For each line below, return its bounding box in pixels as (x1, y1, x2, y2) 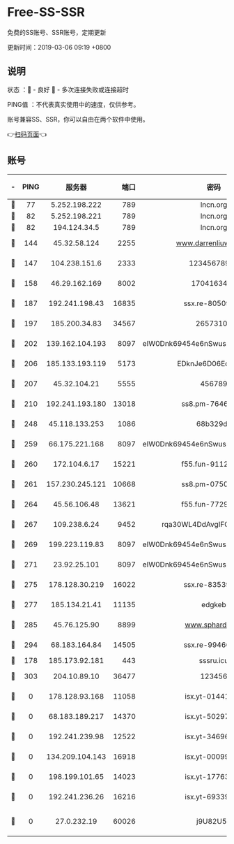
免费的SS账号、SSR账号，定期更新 (7, 28, 107, 36)
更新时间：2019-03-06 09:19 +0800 (7, 43, 111, 51)
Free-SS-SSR (7, 4, 85, 20)
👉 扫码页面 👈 (7, 130, 47, 138)
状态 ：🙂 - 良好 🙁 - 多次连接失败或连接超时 (7, 85, 129, 94)
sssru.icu (198, 655, 229, 665)
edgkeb (201, 599, 226, 609)
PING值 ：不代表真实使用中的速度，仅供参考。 (7, 100, 140, 108)
